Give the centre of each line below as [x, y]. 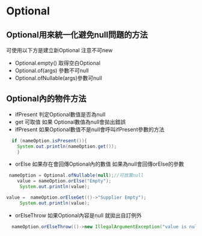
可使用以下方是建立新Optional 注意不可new [60, 50]
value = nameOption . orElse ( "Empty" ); [64, 181]
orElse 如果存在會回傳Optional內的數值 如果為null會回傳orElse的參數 [99, 164]
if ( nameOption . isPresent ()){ [49, 141]
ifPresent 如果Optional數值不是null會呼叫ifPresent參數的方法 [90, 129]
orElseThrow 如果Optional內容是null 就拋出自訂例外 [78, 215]
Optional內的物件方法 [46, 99]
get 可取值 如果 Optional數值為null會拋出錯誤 [70, 122]
